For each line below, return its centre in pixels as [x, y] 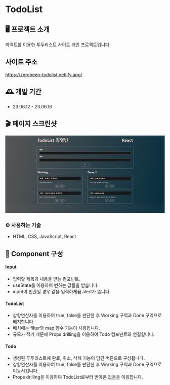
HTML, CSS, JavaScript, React [44, 237]
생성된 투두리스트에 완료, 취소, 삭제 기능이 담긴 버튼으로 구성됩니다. [79, 358]
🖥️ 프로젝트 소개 [27, 29]
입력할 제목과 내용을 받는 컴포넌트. [46, 279]
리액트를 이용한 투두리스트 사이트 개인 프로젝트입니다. [58, 45]
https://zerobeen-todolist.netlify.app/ [44, 74]
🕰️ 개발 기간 [23, 92]
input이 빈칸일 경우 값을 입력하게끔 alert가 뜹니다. [61, 291]
